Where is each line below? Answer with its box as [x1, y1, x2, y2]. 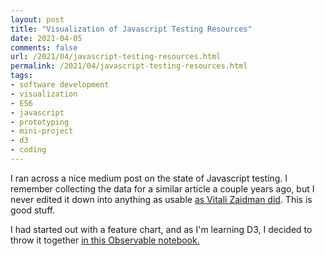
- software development [10, 80, 110, 90]
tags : [10, 71, 33, 81]
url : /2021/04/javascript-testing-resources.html [10, 52, 222, 62]
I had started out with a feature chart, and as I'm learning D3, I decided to [10, 223, 313, 235]
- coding [10, 145, 47, 155]
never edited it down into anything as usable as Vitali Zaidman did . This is [10, 193, 313, 205]
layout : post [10, 14, 65, 25]
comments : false [10, 42, 78, 53]
